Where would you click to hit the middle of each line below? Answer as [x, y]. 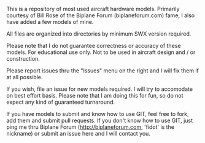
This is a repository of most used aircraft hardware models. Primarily [93, 9]
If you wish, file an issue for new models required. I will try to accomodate [100, 89]
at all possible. [25, 77]
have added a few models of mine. [50, 22]
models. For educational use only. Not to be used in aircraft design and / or [101, 52]
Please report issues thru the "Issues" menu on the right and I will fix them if [103, 71]
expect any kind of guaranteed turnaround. [61, 102]
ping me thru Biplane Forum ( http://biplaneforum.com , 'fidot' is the [91, 127]
